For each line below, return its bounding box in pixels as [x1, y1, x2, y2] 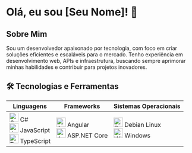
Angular [67, 121, 90, 129]
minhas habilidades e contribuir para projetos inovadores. [6, 63, 147, 71]
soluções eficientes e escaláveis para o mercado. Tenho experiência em [6, 51, 183, 58]
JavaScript [20, 126, 51, 134]
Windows [124, 132, 151, 140]
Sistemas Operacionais [114, 102, 181, 110]
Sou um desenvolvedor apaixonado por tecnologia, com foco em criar [6, 44, 177, 52]
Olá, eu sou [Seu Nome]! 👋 [6, 5, 138, 19]
